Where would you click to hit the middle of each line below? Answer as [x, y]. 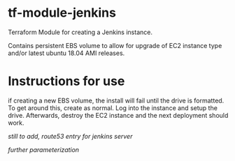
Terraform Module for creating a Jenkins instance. [80, 32]
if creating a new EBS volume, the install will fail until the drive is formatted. [116, 100]
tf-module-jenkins [62, 13]
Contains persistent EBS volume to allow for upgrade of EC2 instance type [115, 45]
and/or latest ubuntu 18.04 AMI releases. [66, 53]
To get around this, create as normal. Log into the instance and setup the [113, 108]
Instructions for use [66, 81]
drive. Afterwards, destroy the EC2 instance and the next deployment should [118, 115]
